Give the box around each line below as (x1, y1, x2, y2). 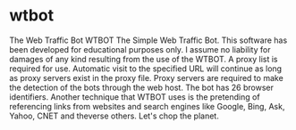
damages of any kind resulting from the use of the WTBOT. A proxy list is (9, 53, 278, 64)
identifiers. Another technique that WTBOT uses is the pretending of (9, 91, 261, 102)
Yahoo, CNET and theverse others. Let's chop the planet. (9, 110, 219, 121)
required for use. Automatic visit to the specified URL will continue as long (9, 63, 283, 74)
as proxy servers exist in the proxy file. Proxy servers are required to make (9, 72, 283, 83)
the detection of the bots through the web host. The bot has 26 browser (9, 82, 275, 93)
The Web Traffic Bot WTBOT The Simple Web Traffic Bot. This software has (9, 35, 288, 45)
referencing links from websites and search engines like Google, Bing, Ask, (9, 101, 285, 111)
